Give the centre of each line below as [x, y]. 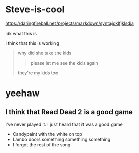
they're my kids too [38, 73]
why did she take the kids [45, 53]
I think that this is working [32, 43]
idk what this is [21, 33]
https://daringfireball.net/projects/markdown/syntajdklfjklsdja [69, 23]
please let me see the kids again [64, 63]
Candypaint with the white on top [47, 134]
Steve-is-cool [35, 9]
